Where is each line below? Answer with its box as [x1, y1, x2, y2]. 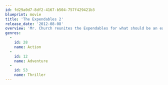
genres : [5, 30, 21, 35]
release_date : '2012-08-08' [5, 21, 64, 26]
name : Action [14, 44, 41, 49]
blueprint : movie [5, 12, 41, 17]
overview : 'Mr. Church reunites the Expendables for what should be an [5, 26, 157, 31]
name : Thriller [14, 72, 46, 77]
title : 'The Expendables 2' [5, 16, 64, 21]
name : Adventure [14, 58, 48, 63]
